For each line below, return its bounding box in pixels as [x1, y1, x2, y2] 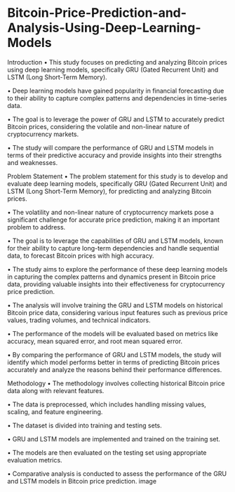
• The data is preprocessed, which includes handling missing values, [7, 400, 207, 408]
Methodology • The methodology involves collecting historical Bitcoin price [7, 379, 225, 387]
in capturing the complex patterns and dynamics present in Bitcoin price [7, 272, 216, 281]
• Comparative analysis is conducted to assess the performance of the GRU [7, 469, 227, 478]
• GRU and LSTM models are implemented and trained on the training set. [7, 434, 221, 443]
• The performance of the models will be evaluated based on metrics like [7, 329, 219, 338]
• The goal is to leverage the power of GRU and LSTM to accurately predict [7, 114, 224, 124]
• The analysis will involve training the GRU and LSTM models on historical [7, 300, 223, 310]
